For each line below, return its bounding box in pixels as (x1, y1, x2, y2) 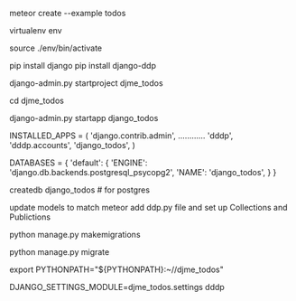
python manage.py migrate (9, 247, 110, 257)
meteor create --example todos (9, 8, 126, 18)
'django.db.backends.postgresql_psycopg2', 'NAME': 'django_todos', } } (9, 167, 277, 177)
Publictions (9, 212, 51, 222)
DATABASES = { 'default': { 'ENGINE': (9, 157, 148, 168)
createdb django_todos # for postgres (9, 184, 151, 195)
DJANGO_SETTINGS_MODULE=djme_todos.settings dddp (9, 282, 226, 292)
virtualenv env (9, 25, 62, 35)
